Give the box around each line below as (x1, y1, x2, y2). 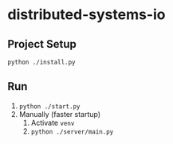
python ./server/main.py (30, 127, 114, 136)
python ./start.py (18, 102, 81, 111)
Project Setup (7, 37, 77, 51)
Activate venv (30, 118, 75, 127)
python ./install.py (7, 58, 77, 66)
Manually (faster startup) (18, 109, 101, 119)
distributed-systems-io (7, 6, 166, 24)
